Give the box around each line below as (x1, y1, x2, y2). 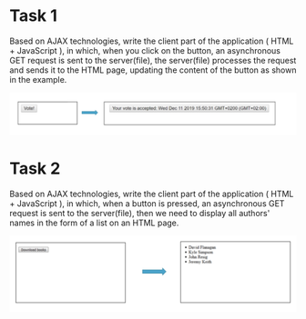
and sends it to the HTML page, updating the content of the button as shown (9, 65, 297, 75)
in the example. (9, 74, 67, 85)
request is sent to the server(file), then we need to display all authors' (9, 208, 270, 219)
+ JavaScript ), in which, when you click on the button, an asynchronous (9, 45, 280, 55)
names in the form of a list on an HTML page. (9, 217, 179, 228)
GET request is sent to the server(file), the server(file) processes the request (9, 55, 297, 65)
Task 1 (9, 5, 57, 26)
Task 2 (9, 158, 61, 179)
